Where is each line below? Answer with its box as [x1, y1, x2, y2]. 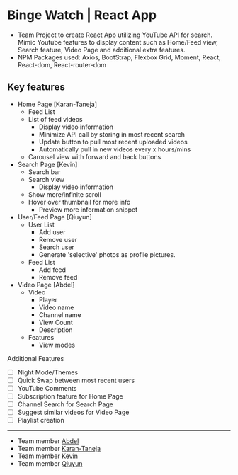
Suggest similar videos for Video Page [17, 408, 130, 417]
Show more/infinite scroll [28, 190, 101, 198]
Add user [38, 227, 66, 236]
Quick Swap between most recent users [17, 376, 135, 384]
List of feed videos [28, 115, 83, 123]
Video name [38, 303, 74, 311]
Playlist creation [17, 416, 65, 425]
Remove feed [38, 273, 78, 281]
